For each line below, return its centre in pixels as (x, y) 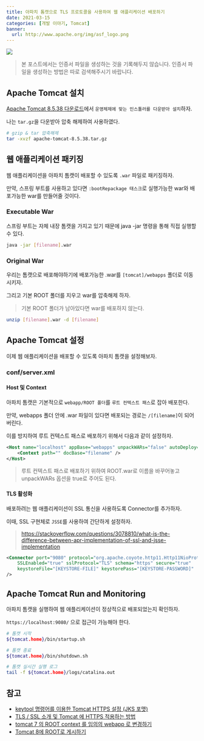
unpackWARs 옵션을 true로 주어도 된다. (69, 478)
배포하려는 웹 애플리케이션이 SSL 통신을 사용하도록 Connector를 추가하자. (94, 508)
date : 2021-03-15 (28, 18)
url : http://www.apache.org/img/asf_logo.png (70, 35)
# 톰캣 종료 (19, 650)
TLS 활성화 (19, 494)
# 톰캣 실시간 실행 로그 (32, 667)
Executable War (30, 212)
